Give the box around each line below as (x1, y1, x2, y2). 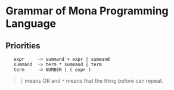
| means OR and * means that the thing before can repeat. (20, 77, 164, 84)
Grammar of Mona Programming (5, 4, 169, 18)
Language (5, 17, 57, 30)
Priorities (5, 41, 41, 51)
